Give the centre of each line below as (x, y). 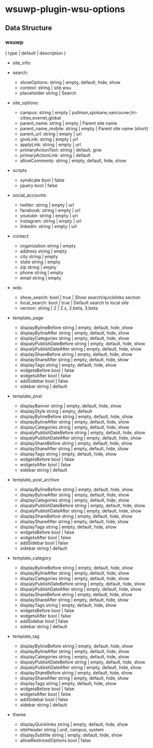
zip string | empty (38, 267)
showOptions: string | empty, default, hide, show (70, 82)
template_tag (26, 636)
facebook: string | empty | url (50, 210)
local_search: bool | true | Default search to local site (74, 302)
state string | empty (40, 262)
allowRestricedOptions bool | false (55, 740)
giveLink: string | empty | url (49, 139)
